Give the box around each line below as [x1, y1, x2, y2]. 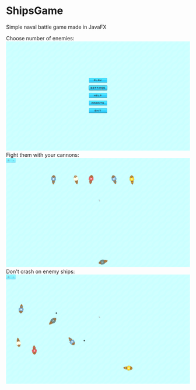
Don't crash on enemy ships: [6, 268, 75, 275]
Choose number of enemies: [6, 34, 75, 42]
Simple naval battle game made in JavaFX [6, 23, 107, 30]
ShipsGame [6, 4, 64, 18]
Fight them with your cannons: [6, 151, 80, 158]
